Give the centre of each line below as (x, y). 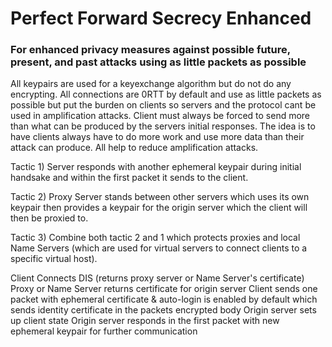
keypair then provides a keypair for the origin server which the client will (159, 208)
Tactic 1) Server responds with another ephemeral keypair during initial (156, 167)
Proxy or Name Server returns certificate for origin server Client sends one (164, 289)
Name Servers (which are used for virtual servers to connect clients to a (159, 248)
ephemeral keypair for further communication (104, 331)
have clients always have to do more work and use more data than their (157, 137)
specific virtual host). (54, 259)
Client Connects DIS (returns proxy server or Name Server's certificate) (157, 278)
